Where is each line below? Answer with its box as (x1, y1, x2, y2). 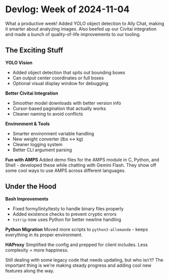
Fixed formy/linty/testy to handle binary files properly (12, 205, 124, 212)
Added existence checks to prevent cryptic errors (12, 211, 117, 217)
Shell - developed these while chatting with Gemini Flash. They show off (5, 162, 156, 168)
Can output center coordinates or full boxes (12, 75, 104, 81)
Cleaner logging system (12, 141, 62, 147)
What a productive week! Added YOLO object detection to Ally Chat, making (5, 20, 164, 26)
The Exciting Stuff (5, 46, 63, 54)
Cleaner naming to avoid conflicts (12, 110, 83, 117)
